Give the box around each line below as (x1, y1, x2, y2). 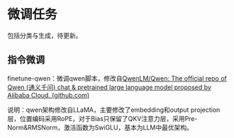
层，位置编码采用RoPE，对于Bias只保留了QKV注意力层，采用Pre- (7, 114, 198, 122)
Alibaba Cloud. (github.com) (7, 91, 90, 99)
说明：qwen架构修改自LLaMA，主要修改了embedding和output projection (7, 105, 221, 114)
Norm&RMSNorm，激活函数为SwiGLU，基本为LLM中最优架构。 (7, 123, 194, 132)
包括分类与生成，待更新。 (7, 31, 82, 40)
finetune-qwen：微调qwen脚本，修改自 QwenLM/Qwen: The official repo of (7, 74, 227, 82)
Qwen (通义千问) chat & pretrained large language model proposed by (7, 83, 211, 91)
